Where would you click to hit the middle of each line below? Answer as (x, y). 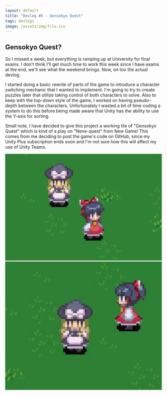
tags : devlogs (20, 21)
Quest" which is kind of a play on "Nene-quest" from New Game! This (77, 131)
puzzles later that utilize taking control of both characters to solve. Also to (81, 95)
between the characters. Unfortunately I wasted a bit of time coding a (89, 106)
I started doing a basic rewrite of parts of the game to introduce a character (83, 85)
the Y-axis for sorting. (27, 116)
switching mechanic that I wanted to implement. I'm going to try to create (80, 90)
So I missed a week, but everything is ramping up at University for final (78, 59)
